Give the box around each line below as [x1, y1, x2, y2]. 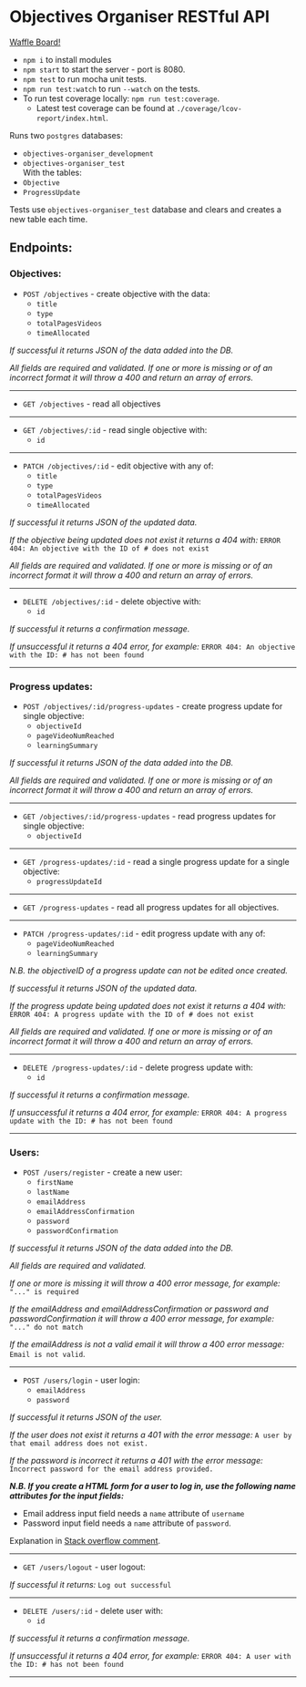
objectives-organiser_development [22, 149, 154, 159]
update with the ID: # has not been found [9, 1116, 173, 1126]
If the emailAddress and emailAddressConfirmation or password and [9, 1303, 269, 1314]
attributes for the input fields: [9, 1490, 125, 1501]
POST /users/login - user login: [22, 1374, 140, 1386]
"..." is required [9, 1288, 79, 1297]
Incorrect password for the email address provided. [9, 1465, 214, 1474]
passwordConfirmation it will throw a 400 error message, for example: [9, 1313, 275, 1324]
